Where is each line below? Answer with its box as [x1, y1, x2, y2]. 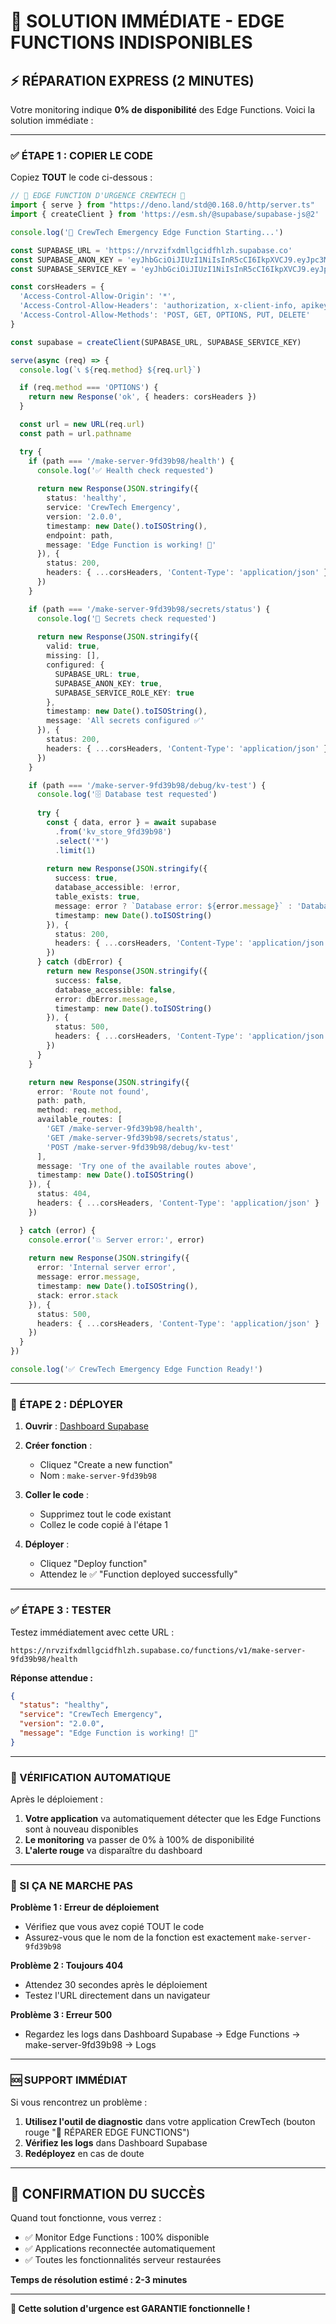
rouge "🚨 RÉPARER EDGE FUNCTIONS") [24, 2126, 190, 2138]
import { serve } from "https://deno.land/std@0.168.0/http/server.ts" [10, 200, 315, 210]
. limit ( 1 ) [54, 845, 97, 855]
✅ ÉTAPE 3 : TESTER [10, 1603, 112, 1617]
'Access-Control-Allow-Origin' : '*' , [19, 291, 177, 302]
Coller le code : [24, 1489, 90, 1501]
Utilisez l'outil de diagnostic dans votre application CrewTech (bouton [24, 2115, 316, 2127]
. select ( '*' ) [54, 836, 110, 846]
